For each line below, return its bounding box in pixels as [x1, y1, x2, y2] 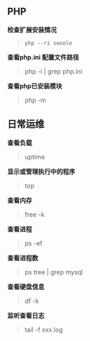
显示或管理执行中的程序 [7, 167, 75, 176]
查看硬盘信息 [7, 282, 44, 291]
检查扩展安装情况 [7, 25, 57, 34]
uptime [24, 152, 46, 161]
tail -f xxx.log [24, 325, 63, 334]
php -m [24, 96, 46, 104]
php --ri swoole [24, 39, 72, 47]
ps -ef [24, 239, 43, 247]
